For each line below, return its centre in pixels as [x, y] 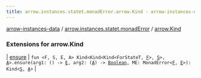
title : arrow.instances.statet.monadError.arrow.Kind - [77, 12]
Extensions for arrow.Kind [45, 44]
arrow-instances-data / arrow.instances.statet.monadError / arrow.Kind [94, 29]
